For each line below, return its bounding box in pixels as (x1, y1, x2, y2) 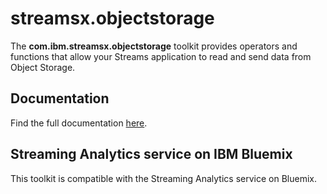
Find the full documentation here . (10, 117, 148, 129)
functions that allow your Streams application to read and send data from (10, 50, 312, 62)
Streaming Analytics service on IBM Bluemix (10, 146, 293, 163)
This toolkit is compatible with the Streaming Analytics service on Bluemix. (10, 172, 317, 184)
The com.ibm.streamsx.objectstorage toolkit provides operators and (10, 40, 298, 52)
